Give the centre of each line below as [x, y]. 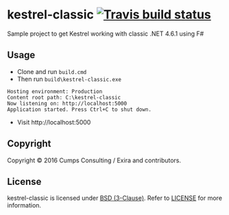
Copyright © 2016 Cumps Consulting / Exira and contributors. [94, 160]
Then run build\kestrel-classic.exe [69, 79]
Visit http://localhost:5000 [54, 122]
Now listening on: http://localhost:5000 [67, 103]
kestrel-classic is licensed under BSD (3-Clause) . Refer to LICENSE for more [115, 198]
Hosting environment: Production [55, 91]
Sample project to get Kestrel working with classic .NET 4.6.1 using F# [106, 34]
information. [24, 205]
